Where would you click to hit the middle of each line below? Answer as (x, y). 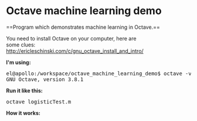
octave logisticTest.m (39, 102)
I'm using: (18, 62)
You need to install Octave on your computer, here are (71, 38)
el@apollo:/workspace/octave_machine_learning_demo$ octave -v (99, 73)
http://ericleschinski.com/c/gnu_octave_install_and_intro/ (75, 51)
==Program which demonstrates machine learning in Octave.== (83, 27)
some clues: (21, 45)
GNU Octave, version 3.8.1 (45, 79)
